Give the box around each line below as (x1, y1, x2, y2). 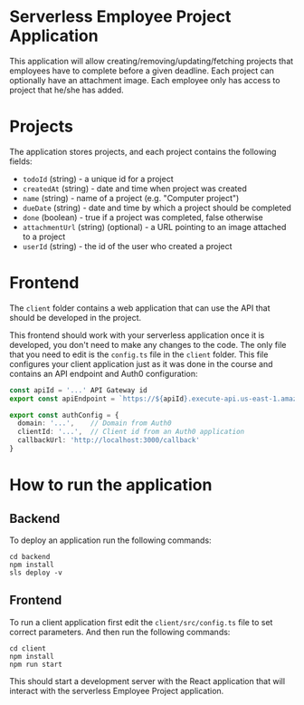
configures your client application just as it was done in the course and (9, 358, 273, 369)
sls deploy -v (9, 568, 63, 577)
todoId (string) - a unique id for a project (22, 173, 174, 184)
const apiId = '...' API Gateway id (9, 385, 147, 395)
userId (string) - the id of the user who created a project (22, 240, 233, 251)
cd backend (9, 552, 51, 561)
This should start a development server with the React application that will (9, 675, 286, 686)
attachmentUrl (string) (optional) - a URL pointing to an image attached (22, 221, 287, 232)
